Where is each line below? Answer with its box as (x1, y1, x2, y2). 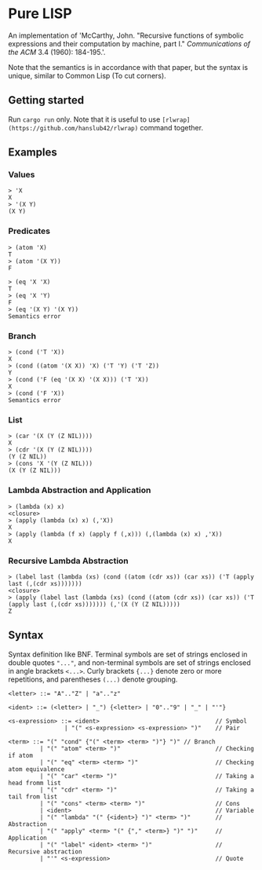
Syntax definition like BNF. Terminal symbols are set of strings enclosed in (8, 649, 248, 659)
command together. (140, 122, 204, 132)
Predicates (8, 225, 51, 236)
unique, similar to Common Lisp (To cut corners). (8, 71, 166, 80)
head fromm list (8, 779, 61, 787)
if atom (8, 751, 34, 759)
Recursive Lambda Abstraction (8, 555, 129, 566)
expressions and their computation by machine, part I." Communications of (8, 38, 251, 48)
